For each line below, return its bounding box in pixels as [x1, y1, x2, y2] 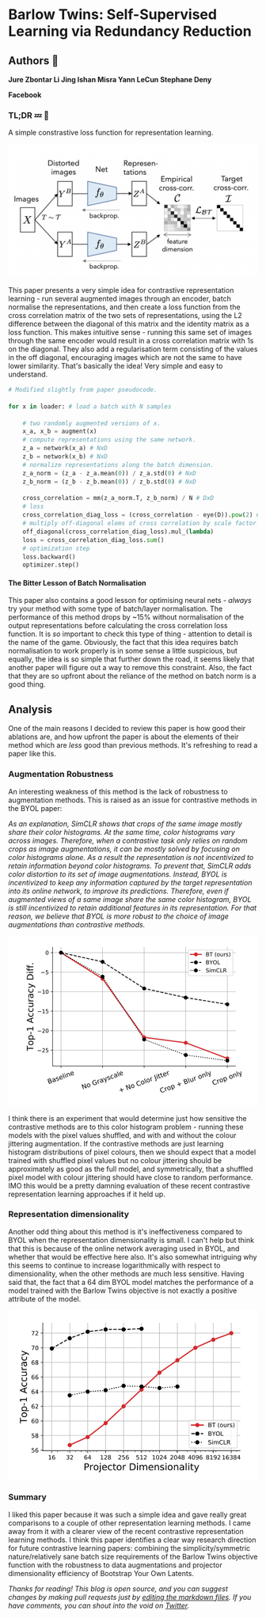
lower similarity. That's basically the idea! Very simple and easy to [8, 362, 223, 370]
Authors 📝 [8, 54, 59, 67]
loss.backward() [22, 552, 77, 561]
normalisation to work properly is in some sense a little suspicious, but [8, 646, 237, 656]
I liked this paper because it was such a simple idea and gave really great [8, 1510, 247, 1519]
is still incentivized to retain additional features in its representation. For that [8, 903, 257, 912]
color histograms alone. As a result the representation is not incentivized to [8, 852, 254, 862]
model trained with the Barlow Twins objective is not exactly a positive [8, 1286, 237, 1295]
